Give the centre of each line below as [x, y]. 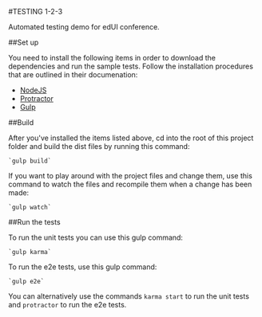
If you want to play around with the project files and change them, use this [131, 176]
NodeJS [33, 90]
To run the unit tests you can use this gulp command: [96, 237]
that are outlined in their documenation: [73, 74]
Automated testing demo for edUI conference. [84, 27]
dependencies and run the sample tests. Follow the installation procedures [131, 66]
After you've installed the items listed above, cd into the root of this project [131, 138]
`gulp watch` [30, 207]
